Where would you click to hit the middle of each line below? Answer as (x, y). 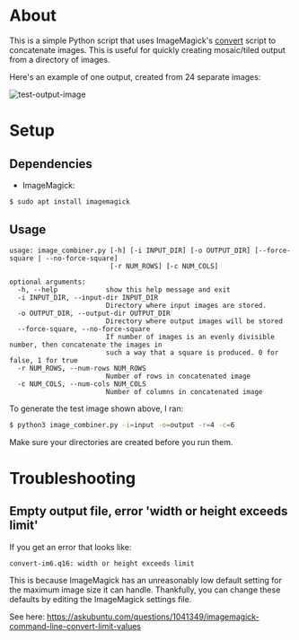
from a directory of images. (60, 59)
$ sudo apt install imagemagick (70, 202)
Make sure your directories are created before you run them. (121, 442)
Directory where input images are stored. (186, 305)
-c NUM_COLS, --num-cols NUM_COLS (82, 384)
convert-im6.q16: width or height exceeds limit (102, 563)
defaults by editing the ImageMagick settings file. (101, 599)
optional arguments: (48, 282)
